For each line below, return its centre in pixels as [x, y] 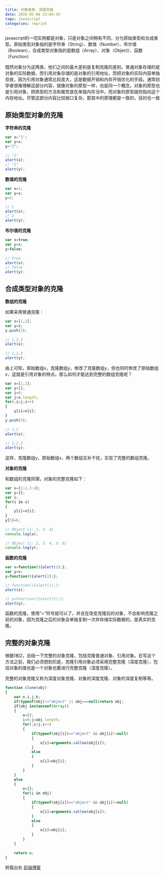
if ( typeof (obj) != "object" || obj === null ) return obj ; [69, 701]
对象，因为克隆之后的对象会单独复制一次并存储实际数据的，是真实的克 [84, 619]
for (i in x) [17, 502]
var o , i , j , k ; [27, 697]
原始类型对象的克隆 [34, 115]
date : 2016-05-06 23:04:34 [33, 14]
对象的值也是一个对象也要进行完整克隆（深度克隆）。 [62, 668]
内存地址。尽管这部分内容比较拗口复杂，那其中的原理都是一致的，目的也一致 [82, 98]
